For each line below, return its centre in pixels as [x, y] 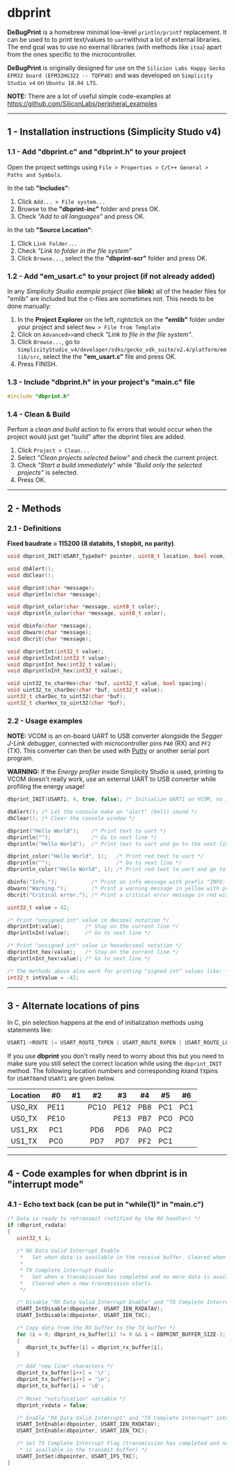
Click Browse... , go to [48, 341]
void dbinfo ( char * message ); [49, 626]
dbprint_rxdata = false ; [53, 1405]
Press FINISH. [37, 364]
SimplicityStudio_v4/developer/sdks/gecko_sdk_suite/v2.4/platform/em [122, 350]
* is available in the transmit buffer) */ [84, 1450]
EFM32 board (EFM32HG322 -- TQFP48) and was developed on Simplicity [110, 75]
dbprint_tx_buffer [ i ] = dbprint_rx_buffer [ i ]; [94, 1347]
